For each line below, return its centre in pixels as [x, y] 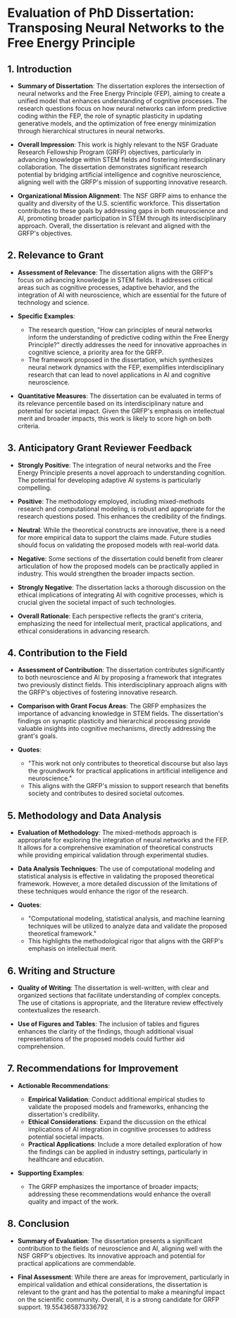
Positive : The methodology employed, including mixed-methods [111, 501]
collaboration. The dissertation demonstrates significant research [112, 167]
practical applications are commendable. [76, 1263]
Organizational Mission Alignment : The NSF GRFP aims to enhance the [122, 196]
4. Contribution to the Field [68, 653]
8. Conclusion [38, 1224]
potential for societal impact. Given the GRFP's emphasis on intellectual [121, 411]
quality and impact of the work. [73, 1202]
